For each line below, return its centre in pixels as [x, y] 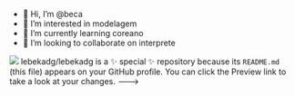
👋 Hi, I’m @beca [53, 14]
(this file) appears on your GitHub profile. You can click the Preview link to [148, 72]
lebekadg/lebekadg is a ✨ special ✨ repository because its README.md [150, 62]
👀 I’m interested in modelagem [80, 24]
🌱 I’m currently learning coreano [83, 33]
